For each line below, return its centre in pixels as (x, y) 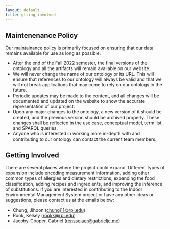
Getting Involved (32, 155)
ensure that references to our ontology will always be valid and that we (87, 79)
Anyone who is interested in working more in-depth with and (76, 134)
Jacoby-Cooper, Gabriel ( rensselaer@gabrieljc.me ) (66, 221)
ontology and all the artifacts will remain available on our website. (81, 68)
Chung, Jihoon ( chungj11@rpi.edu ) (49, 210)
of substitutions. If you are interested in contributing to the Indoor (74, 189)
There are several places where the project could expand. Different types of (85, 168)
